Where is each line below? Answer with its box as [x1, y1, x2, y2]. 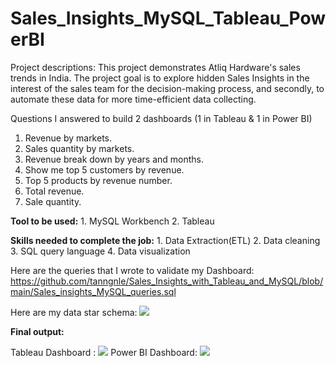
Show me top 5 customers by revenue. [24, 163, 185, 176]
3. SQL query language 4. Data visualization [10, 245, 191, 257]
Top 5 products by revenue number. [24, 174, 173, 186]
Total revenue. [24, 185, 85, 197]
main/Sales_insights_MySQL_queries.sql [10, 285, 177, 297]
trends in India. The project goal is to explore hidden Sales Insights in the [10, 72, 310, 84]
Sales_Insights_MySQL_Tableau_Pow [10, 7, 326, 30]
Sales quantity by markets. [24, 142, 135, 154]
